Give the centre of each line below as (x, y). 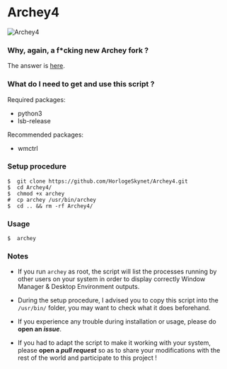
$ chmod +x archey (36, 193)
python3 (30, 113)
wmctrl (28, 148)
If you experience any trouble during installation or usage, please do (117, 322)
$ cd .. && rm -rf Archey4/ (50, 206)
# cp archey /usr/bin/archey (52, 200)
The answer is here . (36, 66)
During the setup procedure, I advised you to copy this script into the (118, 300)
